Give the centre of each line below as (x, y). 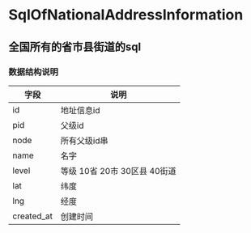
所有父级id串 (84, 141)
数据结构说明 (34, 72)
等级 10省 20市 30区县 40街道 (118, 171)
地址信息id (80, 110)
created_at (33, 216)
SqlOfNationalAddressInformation (126, 15)
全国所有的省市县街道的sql (75, 47)
